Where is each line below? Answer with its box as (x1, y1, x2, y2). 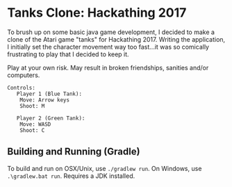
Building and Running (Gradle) (7, 146, 140, 158)
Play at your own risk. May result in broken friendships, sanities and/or (7, 63, 209, 72)
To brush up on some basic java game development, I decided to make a (7, 28, 215, 36)
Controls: (7, 84, 36, 91)
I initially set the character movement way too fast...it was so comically (7, 42, 210, 51)
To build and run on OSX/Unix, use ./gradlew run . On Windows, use (7, 164, 202, 172)
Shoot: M (19, 102, 45, 109)
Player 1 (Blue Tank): (16, 90, 82, 97)
